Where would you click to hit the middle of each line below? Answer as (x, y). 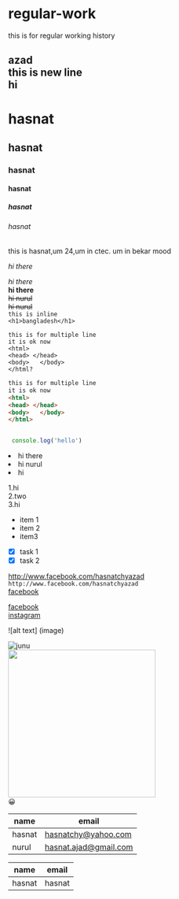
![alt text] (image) (36, 631)
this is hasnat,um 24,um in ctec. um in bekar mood (89, 251)
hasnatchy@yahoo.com (88, 834)
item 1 (29, 520)
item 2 (30, 528)
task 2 (29, 560)
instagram (24, 616)
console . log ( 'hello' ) (47, 441)
